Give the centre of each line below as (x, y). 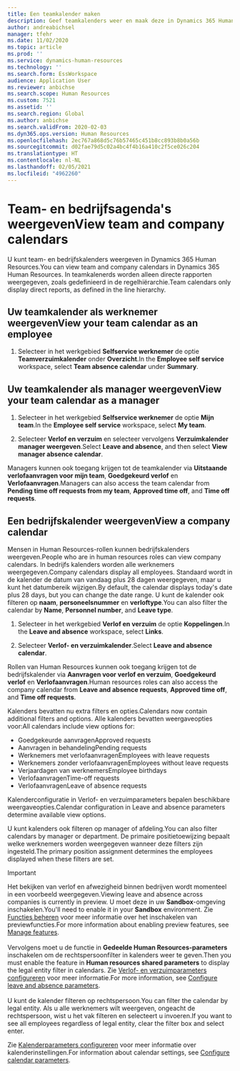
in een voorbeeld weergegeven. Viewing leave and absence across (105, 894)
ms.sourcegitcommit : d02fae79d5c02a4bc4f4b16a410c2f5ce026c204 (104, 147)
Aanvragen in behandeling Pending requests (82, 747)
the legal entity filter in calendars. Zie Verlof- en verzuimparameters (107, 970)
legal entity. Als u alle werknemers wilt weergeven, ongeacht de (101, 1008)
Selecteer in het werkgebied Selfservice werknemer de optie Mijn (116, 418)
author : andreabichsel (41, 27)
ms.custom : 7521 (31, 101)
